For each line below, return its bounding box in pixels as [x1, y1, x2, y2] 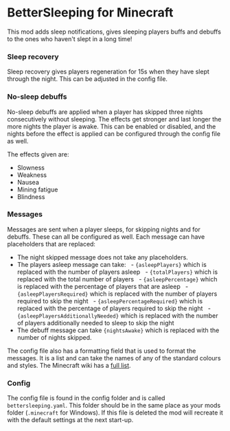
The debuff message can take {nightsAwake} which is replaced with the [16, 326, 220, 334]
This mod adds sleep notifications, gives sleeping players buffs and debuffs [7, 27, 222, 36]
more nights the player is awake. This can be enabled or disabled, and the [7, 122, 216, 130]
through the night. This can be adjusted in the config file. [7, 75, 168, 83]
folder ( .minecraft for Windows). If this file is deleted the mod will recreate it [7, 408, 223, 417]
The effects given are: [7, 150, 69, 159]
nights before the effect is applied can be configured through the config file [7, 129, 221, 138]
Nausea [16, 178, 40, 186]
